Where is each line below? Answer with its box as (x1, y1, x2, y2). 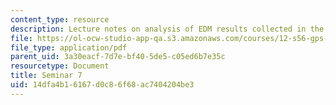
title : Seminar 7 (10, 71, 83, 81)
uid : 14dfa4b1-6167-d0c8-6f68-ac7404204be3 (10, 80, 195, 90)
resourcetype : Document (10, 61, 110, 71)
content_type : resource (10, 14, 110, 25)
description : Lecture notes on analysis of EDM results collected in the (10, 24, 325, 34)
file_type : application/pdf (10, 42, 128, 53)
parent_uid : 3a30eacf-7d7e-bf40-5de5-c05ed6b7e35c (10, 52, 226, 62)
